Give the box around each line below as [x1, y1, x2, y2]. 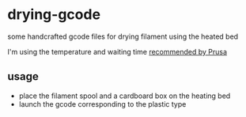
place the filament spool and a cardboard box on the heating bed [18, 91, 231, 100]
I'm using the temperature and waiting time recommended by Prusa [7, 47, 227, 56]
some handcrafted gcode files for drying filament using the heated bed [7, 32, 239, 41]
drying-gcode [7, 6, 100, 24]
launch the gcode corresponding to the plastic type [18, 99, 187, 108]
